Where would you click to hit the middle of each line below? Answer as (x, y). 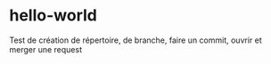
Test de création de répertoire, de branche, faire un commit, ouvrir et (135, 40)
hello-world (53, 16)
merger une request (46, 49)
